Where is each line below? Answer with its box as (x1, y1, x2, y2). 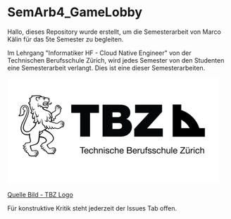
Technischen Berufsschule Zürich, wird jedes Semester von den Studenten (7, 56, 225, 64)
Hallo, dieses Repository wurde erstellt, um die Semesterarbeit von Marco (7, 27, 222, 36)
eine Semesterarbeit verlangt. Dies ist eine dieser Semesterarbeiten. (7, 63, 206, 72)
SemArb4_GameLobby (7, 4, 143, 20)
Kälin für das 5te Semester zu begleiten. (7, 35, 124, 43)
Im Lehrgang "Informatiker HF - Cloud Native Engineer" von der (7, 49, 192, 57)
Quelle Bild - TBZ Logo (7, 190, 74, 199)
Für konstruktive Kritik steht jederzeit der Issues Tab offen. (7, 204, 177, 212)
